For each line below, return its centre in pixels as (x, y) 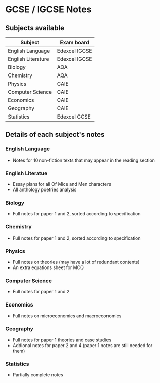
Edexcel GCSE (74, 117)
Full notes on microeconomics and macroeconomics (67, 316)
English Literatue (26, 173)
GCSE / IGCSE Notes (48, 9)
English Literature (29, 59)
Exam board (74, 42)
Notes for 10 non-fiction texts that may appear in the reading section (84, 160)
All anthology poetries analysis (44, 189)
